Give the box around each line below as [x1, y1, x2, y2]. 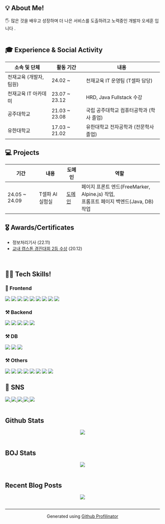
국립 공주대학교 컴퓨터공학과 [85, 107, 148, 113]
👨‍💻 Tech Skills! [5, 270, 52, 278]
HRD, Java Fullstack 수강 [85, 94, 142, 101]
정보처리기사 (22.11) [12, 239, 51, 246]
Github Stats [5, 416, 44, 425]
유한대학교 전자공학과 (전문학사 [85, 123, 154, 130]
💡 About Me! [5, 4, 44, 12]
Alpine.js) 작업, [81, 191, 115, 198]
